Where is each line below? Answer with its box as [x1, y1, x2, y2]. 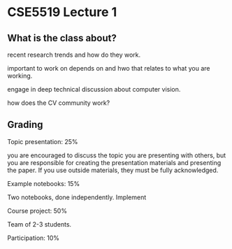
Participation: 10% [7, 234, 60, 242]
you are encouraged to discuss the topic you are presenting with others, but [7, 151, 226, 159]
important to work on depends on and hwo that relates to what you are [7, 64, 210, 72]
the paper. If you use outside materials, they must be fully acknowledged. [7, 166, 219, 174]
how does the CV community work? [7, 99, 110, 107]
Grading [7, 119, 43, 131]
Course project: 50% [7, 206, 68, 215]
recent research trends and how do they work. [7, 50, 141, 59]
